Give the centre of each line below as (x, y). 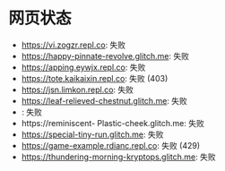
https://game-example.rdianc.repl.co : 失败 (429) (111, 145)
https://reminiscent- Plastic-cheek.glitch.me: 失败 (113, 123)
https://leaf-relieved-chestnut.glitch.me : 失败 (104, 100)
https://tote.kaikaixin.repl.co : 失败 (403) (95, 78)
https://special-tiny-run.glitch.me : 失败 (92, 134)
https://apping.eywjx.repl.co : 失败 (83, 67)
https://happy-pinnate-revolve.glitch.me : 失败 (105, 56)
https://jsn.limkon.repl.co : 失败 (78, 90)
